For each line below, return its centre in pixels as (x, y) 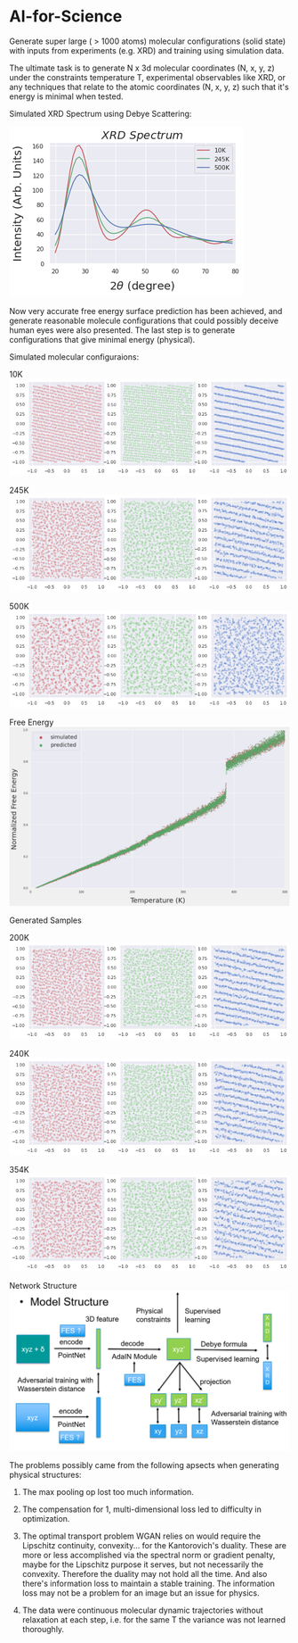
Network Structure (43, 1285)
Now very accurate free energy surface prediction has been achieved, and (146, 311)
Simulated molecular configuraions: (74, 357)
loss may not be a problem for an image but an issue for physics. (141, 1593)
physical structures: (45, 1474)
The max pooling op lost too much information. (108, 1491)
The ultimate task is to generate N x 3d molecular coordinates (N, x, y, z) (142, 68)
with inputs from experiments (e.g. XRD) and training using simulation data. (147, 50)
